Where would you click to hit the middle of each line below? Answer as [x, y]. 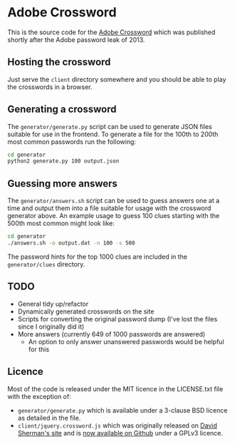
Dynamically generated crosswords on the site [86, 311]
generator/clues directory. [46, 264]
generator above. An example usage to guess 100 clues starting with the [114, 216]
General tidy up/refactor [53, 304]
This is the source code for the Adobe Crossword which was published [111, 32]
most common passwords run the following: [72, 141]
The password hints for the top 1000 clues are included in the [97, 257]
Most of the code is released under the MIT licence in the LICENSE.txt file [115, 388]
